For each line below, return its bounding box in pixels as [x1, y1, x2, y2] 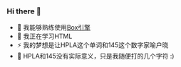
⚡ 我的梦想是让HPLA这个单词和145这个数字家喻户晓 [16, 41, 169, 49]
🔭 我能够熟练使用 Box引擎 [16, 23, 90, 32]
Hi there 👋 [6, 6, 42, 16]
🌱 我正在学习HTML [16, 32, 73, 41]
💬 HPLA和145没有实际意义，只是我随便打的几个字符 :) [16, 52, 175, 61]
